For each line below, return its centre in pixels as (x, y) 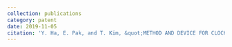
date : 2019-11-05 (32, 26)
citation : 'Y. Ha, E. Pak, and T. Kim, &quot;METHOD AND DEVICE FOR (108, 33)
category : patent (32, 20)
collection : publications (44, 13)
